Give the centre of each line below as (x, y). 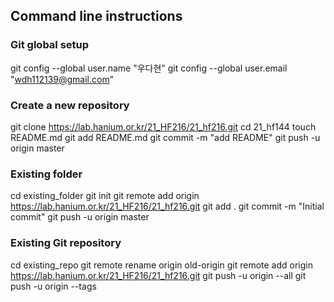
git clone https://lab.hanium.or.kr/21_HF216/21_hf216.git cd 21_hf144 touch (163, 126)
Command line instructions (96, 16)
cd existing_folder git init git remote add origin (105, 196)
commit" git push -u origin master (80, 217)
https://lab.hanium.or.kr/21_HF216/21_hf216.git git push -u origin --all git (158, 275)
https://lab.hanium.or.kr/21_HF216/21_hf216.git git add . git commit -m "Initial (167, 206)
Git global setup (50, 45)
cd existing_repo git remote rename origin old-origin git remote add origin (161, 265)
